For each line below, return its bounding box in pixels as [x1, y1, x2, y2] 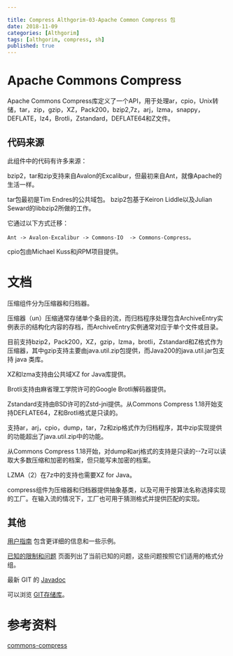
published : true [7, 43, 55, 50]
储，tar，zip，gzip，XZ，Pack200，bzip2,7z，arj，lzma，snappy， [7, 106, 204, 114]
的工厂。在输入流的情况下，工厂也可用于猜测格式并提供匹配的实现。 [7, 494, 204, 503]
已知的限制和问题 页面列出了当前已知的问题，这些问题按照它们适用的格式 [7, 552, 218, 560]
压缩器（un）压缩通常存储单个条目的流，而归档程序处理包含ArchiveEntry [7, 313, 218, 322]
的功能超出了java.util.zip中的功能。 [7, 432, 108, 440]
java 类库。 [15, 355, 48, 363]
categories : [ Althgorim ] [7, 29, 80, 36]
